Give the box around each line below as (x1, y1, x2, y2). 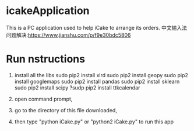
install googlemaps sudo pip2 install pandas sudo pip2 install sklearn (14, 78, 180, 85)
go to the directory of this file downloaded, (14, 106, 118, 113)
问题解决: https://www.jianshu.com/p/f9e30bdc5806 (6, 31, 131, 39)
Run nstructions (6, 53, 86, 65)
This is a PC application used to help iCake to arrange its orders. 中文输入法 (6, 24, 188, 31)
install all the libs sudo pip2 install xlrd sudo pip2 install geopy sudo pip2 (14, 71, 188, 78)
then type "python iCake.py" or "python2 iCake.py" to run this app (14, 118, 174, 125)
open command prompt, (14, 95, 73, 102)
